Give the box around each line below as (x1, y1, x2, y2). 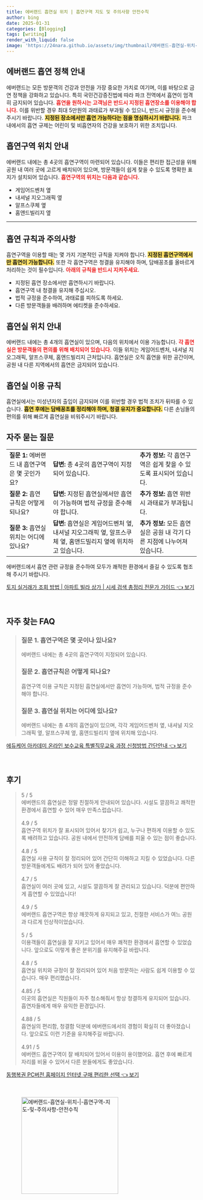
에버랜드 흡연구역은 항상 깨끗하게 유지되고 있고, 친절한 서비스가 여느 (21, 910, 181, 917)
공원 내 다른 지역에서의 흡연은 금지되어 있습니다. (6, 361, 120, 369)
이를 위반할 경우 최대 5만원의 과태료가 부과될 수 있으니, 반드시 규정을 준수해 (19, 107, 196, 114)
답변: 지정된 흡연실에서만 (53, 490, 120, 498)
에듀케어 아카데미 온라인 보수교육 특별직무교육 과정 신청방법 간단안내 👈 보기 (6, 742, 187, 749)
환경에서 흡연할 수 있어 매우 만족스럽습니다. (21, 806, 123, 813)
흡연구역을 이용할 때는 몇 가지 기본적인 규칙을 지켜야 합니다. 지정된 (6, 251, 163, 258)
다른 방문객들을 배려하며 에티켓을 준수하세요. (14, 302, 121, 309)
